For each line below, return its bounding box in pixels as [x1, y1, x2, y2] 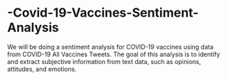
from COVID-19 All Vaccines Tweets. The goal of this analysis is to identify [7, 50, 221, 58]
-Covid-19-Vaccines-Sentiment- [7, 5, 199, 21]
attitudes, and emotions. [7, 65, 77, 73]
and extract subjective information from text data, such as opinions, [7, 57, 201, 65]
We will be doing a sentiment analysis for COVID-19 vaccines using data [7, 42, 214, 51]
